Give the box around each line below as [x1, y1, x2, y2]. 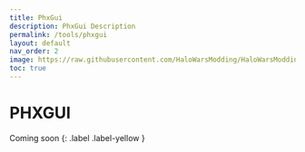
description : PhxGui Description [9, 22, 136, 31]
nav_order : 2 [9, 47, 59, 56]
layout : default [9, 38, 71, 48]
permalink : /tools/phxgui [9, 30, 107, 39]
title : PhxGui [9, 13, 64, 23]
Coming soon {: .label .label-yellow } [9, 132, 145, 143]
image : [9, 55, 34, 64]
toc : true [9, 64, 47, 73]
